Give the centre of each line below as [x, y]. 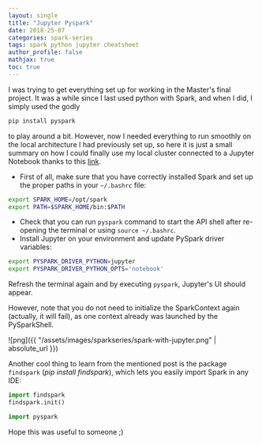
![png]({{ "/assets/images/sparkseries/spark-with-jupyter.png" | [112, 340]
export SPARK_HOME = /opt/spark [58, 199]
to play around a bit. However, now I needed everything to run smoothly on [129, 136]
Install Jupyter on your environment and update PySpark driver [122, 239]
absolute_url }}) [34, 348]
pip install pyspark [42, 121]
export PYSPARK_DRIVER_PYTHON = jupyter [72, 262]
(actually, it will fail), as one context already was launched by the [113, 317]
